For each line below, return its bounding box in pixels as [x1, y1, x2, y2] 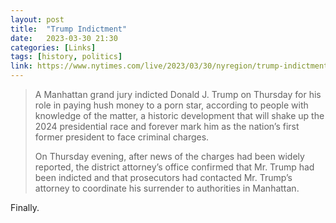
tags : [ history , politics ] [10, 52, 123, 62]
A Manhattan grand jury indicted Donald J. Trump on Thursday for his [34, 89, 322, 100]
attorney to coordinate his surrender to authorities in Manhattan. [34, 182, 300, 194]
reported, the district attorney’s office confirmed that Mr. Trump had [34, 161, 315, 173]
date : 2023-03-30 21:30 [10, 33, 118, 43]
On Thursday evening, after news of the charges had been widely [34, 151, 305, 162]
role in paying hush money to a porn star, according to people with [34, 99, 309, 111]
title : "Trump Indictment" [10, 24, 128, 34]
